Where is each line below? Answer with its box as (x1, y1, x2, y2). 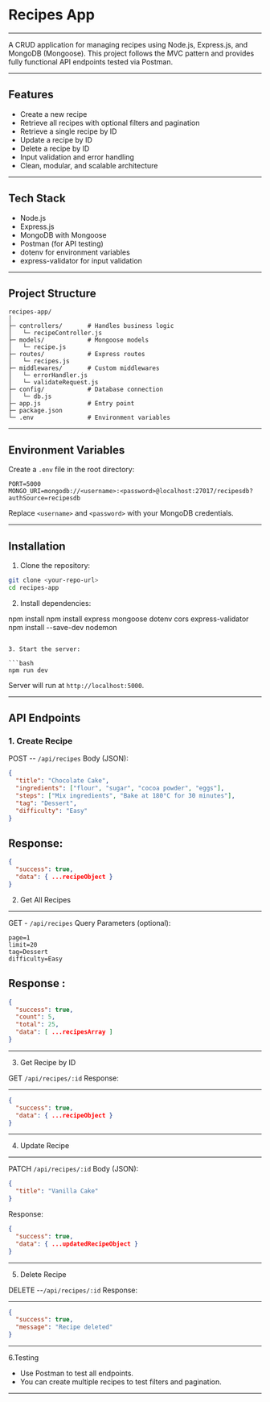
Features (8, 88, 54, 102)
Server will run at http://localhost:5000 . (8, 680, 145, 690)
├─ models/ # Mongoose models (8, 336, 149, 344)
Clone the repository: (19, 561, 91, 570)
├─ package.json (8, 407, 63, 415)
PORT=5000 (8, 480, 42, 488)
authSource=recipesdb (8, 494, 81, 503)
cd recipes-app (8, 583, 59, 591)
